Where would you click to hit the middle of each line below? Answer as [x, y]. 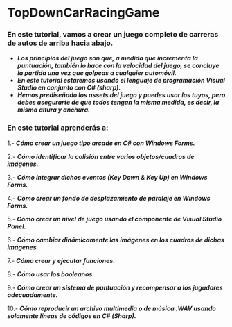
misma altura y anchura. [54, 110]
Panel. [17, 226]
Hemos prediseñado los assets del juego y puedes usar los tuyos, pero [121, 95]
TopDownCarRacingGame [83, 13]
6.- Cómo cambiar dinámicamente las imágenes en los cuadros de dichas [116, 240]
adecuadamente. [33, 295]
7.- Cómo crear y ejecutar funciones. [61, 260]
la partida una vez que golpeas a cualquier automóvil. [97, 73]
